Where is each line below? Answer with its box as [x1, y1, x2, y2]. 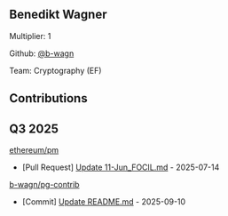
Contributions [9, 91, 88, 106]
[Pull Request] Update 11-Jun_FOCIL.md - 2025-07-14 [21, 162, 220, 172]
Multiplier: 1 [9, 30, 51, 41]
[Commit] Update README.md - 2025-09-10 [21, 196, 186, 207]
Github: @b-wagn [9, 48, 75, 59]
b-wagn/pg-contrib [9, 180, 80, 190]
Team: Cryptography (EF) [9, 65, 102, 76]
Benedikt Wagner [9, 7, 107, 22]
